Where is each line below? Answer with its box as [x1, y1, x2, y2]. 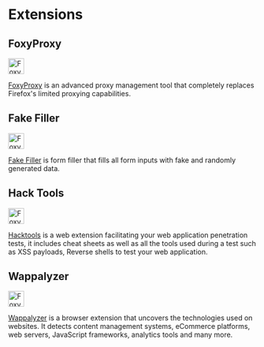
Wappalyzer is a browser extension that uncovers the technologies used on [8, 313, 253, 323]
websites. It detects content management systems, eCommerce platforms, [8, 322, 251, 331]
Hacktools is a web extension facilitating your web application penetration [8, 230, 248, 240]
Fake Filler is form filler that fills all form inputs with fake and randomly [8, 155, 236, 165]
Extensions [8, 6, 84, 24]
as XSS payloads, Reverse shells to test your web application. [8, 247, 208, 256]
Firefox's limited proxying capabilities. [8, 89, 132, 98]
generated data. [8, 163, 61, 173]
